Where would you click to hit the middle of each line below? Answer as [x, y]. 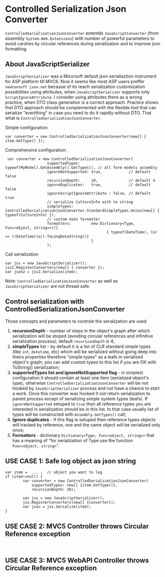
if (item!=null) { [24, 477]
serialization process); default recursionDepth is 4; [63, 341]
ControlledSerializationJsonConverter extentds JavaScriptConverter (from [82, 33]
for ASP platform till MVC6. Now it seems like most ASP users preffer [75, 81]
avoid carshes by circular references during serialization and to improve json [83, 43]
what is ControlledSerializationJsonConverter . [53, 118]
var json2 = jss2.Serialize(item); [42, 272]
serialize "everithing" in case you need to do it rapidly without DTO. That [78, 113]
